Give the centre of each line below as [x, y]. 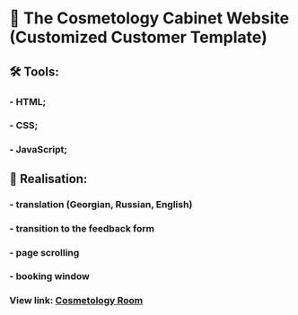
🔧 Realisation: [48, 179]
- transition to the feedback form [82, 228]
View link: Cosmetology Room [76, 301]
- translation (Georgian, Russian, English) [101, 204]
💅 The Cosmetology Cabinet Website [149, 18]
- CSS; [24, 126]
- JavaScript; [38, 150]
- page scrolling [44, 252]
